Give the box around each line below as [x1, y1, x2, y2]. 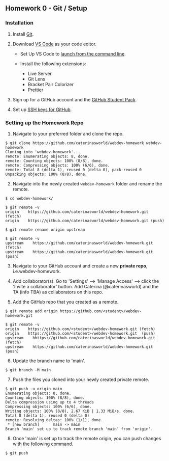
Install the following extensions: [20, 61, 86, 67]
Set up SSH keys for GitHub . [12, 106, 72, 113]
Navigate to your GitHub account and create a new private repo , [12, 262, 148, 269]
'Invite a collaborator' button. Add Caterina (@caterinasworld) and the [12, 283, 159, 289]
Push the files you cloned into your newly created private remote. [12, 376, 150, 383]
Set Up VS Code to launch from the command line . [20, 50, 126, 57]
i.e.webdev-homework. [12, 268, 61, 274]
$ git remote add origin [5, 308, 58, 314]
